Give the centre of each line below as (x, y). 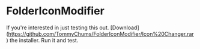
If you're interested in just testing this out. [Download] (73, 27)
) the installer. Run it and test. (42, 40)
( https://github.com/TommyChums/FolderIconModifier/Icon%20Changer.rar (100, 33)
